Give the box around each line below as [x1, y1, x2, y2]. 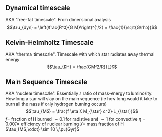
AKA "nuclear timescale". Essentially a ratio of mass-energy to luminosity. [5, 91, 153, 96]
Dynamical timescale [5, 4, 71, 12]
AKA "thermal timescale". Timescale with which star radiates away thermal [5, 51, 155, 57]
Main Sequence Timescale [5, 78, 88, 86]
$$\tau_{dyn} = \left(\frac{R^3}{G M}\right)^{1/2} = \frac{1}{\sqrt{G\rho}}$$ [7, 24, 157, 30]
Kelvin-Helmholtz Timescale [5, 38, 94, 46]
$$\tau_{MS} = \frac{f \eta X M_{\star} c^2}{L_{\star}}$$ [25, 108, 139, 114]
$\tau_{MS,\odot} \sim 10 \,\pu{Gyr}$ [5, 126, 80, 132]
